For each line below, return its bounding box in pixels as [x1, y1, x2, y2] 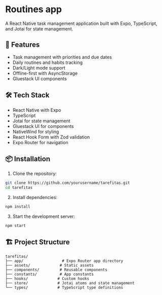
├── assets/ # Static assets [5, 263, 94, 268]
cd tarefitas [5, 185, 33, 190]
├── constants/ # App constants [5, 272, 94, 277]
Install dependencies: [12, 194, 58, 201]
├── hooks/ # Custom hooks [5, 276, 90, 281]
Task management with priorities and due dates [12, 54, 112, 60]
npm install [5, 204, 30, 209]
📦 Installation [5, 154, 51, 163]
